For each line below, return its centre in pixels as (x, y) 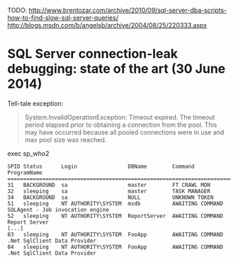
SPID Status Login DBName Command (101, 166)
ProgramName (25, 173)
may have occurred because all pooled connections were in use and (124, 132)
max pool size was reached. (66, 139)
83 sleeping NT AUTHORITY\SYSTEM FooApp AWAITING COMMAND (115, 234)
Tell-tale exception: (35, 103)
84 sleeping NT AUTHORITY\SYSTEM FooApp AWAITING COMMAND (115, 247)
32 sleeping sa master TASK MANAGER (109, 191)
